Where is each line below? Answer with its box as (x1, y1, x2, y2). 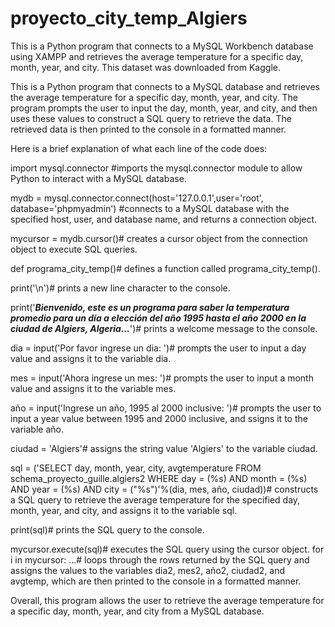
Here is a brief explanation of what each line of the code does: (10, 142, 268, 154)
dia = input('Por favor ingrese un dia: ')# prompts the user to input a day (10, 342, 307, 354)
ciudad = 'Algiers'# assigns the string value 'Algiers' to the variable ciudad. (10, 442, 318, 454)
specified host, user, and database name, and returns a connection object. (10, 213, 318, 225)
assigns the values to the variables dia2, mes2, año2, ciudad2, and (10, 564, 286, 576)
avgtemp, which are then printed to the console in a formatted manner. (10, 575, 302, 587)
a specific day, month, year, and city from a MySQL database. (10, 605, 265, 617)
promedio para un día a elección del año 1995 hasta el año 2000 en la (10, 312, 307, 324)
